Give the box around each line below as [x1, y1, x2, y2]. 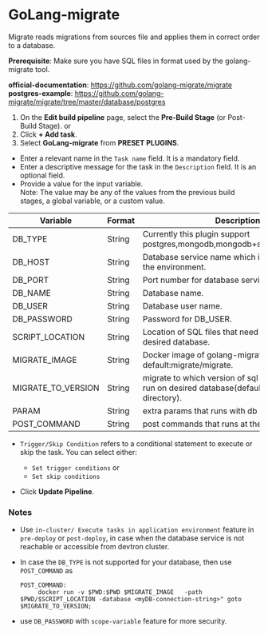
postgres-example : [8, 88, 73, 98]
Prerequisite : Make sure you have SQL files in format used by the [8, 56, 223, 66]
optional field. [19, 170, 65, 180]
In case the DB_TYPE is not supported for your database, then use [19, 557, 232, 567]
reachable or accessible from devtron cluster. [19, 542, 170, 552]
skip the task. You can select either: [19, 447, 138, 457]
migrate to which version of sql [142, 372, 258, 383]
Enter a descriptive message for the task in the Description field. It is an [19, 161, 257, 171]
